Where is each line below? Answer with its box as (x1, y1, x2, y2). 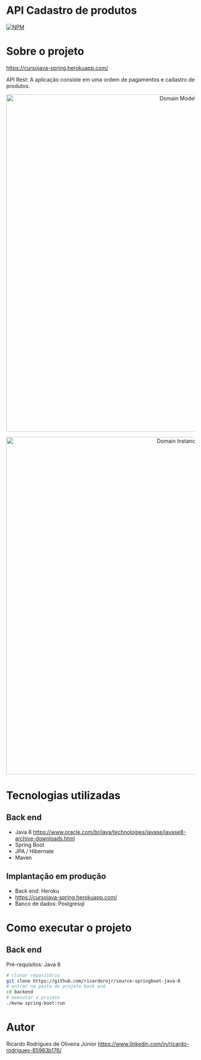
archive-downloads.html (14, 834, 75, 842)
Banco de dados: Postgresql (14, 900, 85, 907)
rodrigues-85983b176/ (6, 1046, 62, 1053)
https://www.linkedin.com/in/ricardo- (98, 1040, 190, 1047)
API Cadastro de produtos (6, 4, 138, 17)
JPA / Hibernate (14, 847, 54, 855)
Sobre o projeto (6, 44, 84, 58)
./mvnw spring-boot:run (6, 1000, 66, 1007)
